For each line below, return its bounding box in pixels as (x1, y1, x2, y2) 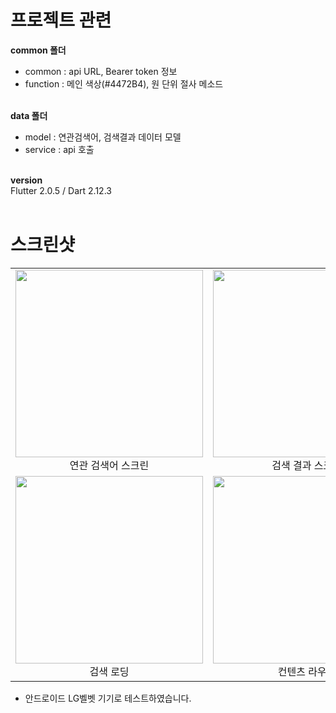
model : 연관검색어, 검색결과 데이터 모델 (24, 131, 182, 143)
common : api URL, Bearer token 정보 (24, 65, 178, 77)
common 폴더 (10, 44, 67, 56)
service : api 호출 (24, 143, 95, 155)
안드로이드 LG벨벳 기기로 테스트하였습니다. (24, 692, 192, 704)
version (10, 174, 43, 186)
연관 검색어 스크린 (69, 458, 150, 472)
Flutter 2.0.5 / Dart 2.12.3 (10, 184, 112, 196)
